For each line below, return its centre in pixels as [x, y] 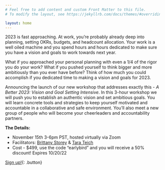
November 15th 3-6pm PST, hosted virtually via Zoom [67, 137]
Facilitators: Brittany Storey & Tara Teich [53, 143]
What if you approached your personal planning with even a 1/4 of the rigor [81, 62]
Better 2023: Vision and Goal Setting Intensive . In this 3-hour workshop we [81, 92]
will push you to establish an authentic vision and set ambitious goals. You [80, 97]
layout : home [18, 23]
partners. [14, 119]
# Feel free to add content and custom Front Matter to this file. [76, 10]
